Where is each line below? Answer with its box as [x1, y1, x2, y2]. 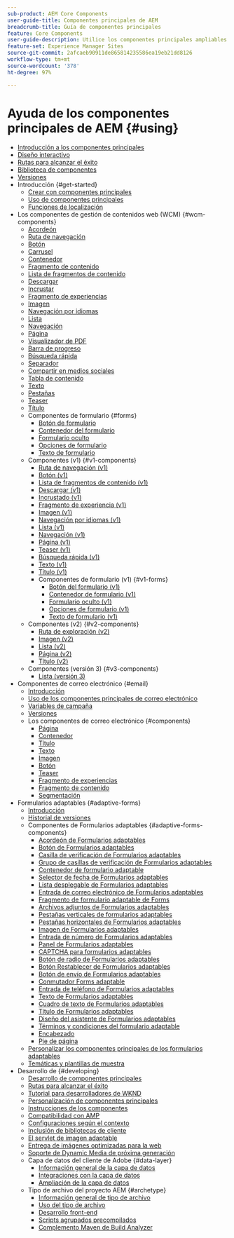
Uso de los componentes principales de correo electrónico [27, 695, 198, 703]
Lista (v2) [38, 642, 67, 651]
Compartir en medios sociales [27, 367, 115, 375]
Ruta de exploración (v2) [38, 627, 110, 636]
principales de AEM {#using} [7, 120, 179, 136]
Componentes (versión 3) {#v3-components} [27, 665, 159, 673]
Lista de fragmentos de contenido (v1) [38, 478, 149, 487]
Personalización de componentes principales [27, 1096, 158, 1105]
